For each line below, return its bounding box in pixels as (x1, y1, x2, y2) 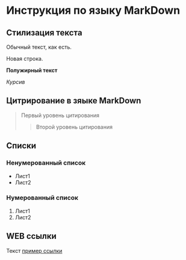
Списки (6, 141, 37, 151)
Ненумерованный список (6, 159, 86, 167)
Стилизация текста (6, 28, 82, 38)
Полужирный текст (6, 67, 58, 74)
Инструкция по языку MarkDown (6, 4, 181, 17)
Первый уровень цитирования (20, 112, 99, 119)
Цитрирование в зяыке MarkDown (6, 95, 141, 106)
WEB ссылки (6, 231, 57, 241)
